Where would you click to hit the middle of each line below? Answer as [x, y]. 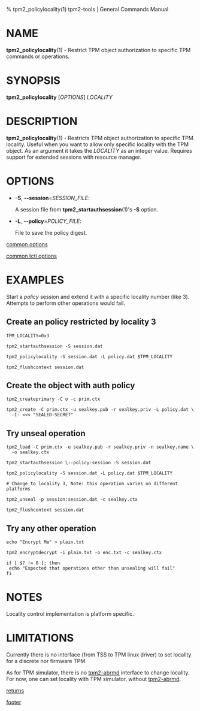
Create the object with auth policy [71, 385]
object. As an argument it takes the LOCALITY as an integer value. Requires [99, 150]
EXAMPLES [35, 280]
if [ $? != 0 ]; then [33, 563]
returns [15, 690]
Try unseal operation [46, 433]
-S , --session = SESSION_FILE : [52, 198]
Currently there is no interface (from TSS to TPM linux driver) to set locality [99, 654]
